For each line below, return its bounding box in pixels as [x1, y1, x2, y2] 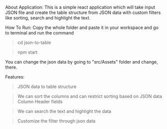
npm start [17, 49, 37, 55]
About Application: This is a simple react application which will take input [5, 4, 155, 10]
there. [5, 64, 17, 70]
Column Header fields [17, 98, 63, 104]
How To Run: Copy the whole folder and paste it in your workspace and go [5, 24, 159, 30]
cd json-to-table [17, 39, 51, 45]
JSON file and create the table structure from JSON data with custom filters [5, 9, 161, 15]
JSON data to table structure [17, 83, 76, 89]
